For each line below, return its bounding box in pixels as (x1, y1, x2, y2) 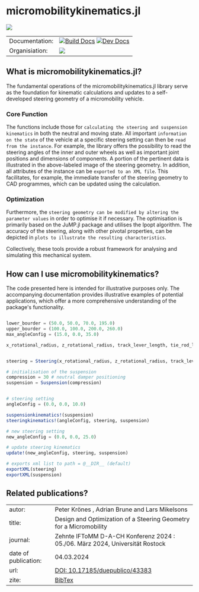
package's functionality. (6, 304, 65, 311)
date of (9, 549, 29, 557)
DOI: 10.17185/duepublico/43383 (54, 566, 152, 574)
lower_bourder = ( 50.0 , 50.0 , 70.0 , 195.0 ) (6, 320, 115, 326)
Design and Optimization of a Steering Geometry (54, 515, 190, 523)
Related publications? (6, 489, 88, 499)
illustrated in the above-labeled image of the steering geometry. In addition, (6, 162, 191, 169)
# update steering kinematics (6, 445, 81, 451)
